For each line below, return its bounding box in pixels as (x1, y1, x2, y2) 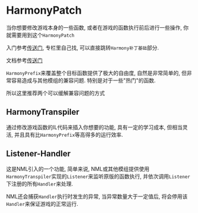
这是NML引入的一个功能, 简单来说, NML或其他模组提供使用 (6, 165, 150, 173)
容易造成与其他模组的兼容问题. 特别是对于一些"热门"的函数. (11, 77, 156, 84)
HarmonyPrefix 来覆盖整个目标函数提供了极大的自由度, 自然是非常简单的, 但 (6, 69, 187, 76)
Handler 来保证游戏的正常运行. (6, 200, 79, 207)
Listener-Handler (6, 149, 71, 159)
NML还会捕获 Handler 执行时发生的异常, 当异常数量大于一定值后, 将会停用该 (6, 193, 188, 200)
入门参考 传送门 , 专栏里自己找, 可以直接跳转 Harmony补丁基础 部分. (6, 44, 159, 51)
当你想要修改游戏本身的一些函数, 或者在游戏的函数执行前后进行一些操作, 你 (6, 24, 189, 31)
